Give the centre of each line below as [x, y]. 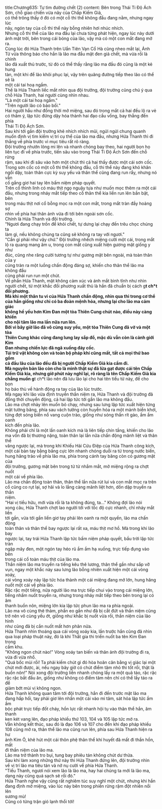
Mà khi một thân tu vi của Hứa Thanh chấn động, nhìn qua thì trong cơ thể [80, 296]
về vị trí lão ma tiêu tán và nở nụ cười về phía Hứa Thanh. [62, 765]
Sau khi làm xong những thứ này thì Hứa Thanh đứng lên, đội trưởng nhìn [77, 760]
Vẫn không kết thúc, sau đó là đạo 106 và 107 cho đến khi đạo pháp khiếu [78, 724]
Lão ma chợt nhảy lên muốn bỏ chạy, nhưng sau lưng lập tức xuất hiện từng [80, 404]
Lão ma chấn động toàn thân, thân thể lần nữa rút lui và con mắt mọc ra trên [81, 482]
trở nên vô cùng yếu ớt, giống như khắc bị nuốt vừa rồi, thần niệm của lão [78, 616]
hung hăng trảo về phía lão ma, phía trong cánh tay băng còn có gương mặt [80, 456]
